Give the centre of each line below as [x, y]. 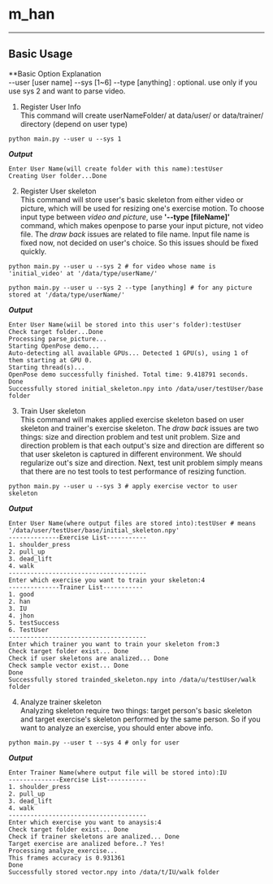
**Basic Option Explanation [55, 73]
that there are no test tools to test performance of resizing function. [133, 471]
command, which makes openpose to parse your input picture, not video [142, 225]
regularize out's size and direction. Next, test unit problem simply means [141, 462]
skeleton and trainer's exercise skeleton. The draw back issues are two [139, 428]
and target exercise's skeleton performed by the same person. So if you [141, 719]
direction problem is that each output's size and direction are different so [142, 445]
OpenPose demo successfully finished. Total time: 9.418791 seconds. [129, 375]
